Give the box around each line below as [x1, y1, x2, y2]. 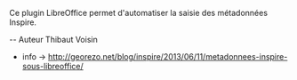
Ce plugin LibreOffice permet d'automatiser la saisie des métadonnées [9, 8, 269, 18]
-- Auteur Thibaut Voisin [9, 35, 98, 44]
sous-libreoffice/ [21, 61, 84, 71]
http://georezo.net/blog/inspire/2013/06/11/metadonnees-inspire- [47, 52, 288, 61]
